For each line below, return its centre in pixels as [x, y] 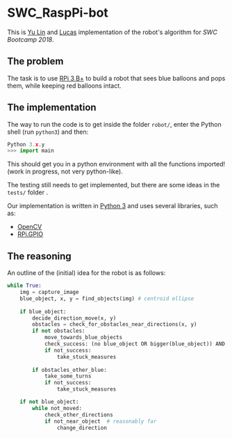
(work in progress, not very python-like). [65, 171]
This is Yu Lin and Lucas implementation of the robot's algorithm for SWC [112, 32]
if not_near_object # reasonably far [100, 421]
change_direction [82, 428]
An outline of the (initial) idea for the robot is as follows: [86, 273]
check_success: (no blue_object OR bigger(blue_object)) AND [135, 344]
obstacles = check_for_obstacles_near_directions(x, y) [115, 324]
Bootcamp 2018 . [31, 39]
